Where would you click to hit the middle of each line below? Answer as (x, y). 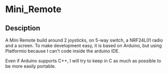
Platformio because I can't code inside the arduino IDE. (62, 51)
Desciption (23, 28)
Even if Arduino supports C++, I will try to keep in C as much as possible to (83, 61)
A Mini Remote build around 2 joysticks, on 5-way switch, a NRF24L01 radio (84, 40)
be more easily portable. (31, 66)
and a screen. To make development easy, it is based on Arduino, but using (83, 46)
